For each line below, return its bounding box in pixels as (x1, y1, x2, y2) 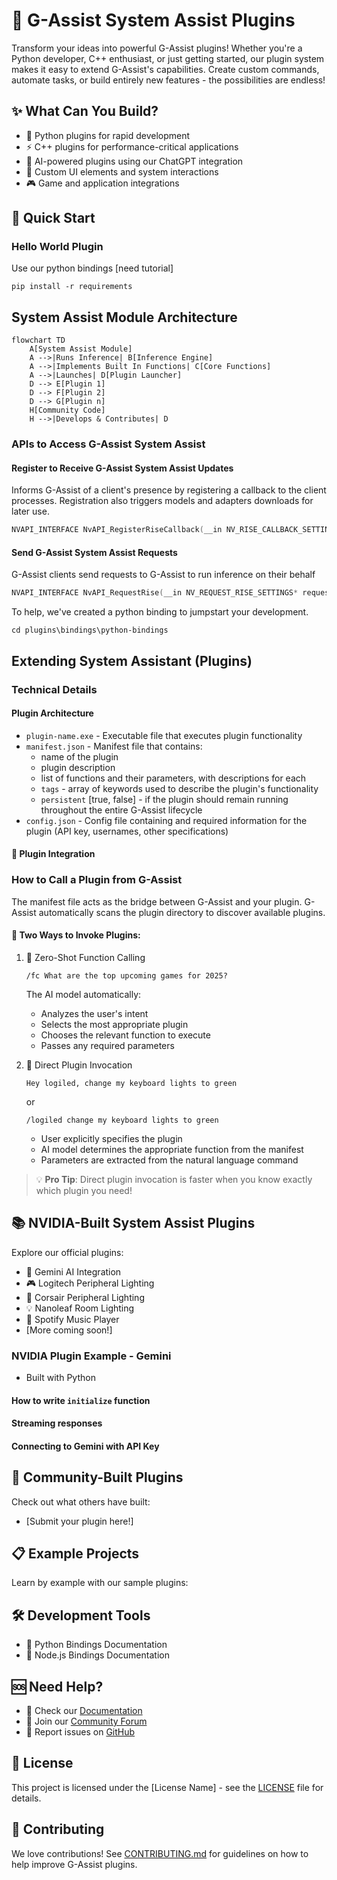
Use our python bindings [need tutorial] (11, 262, 174, 274)
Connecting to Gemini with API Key (11, 1440, 160, 1452)
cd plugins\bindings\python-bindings (11, 625, 169, 636)
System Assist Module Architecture (11, 309, 238, 326)
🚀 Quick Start (11, 210, 96, 227)
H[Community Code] (29, 405, 106, 416)
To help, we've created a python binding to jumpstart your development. (11, 606, 309, 618)
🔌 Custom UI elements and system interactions (25, 165, 219, 178)
